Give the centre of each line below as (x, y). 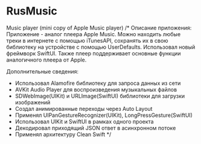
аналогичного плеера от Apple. (46, 60)
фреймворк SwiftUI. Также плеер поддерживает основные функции (94, 53)
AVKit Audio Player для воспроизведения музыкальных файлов (96, 89)
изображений (33, 102)
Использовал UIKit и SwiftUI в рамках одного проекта (84, 121)
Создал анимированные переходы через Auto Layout (84, 108)
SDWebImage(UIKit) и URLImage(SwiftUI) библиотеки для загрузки (100, 96)
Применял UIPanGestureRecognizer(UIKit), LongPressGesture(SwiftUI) (104, 115)
